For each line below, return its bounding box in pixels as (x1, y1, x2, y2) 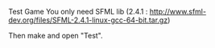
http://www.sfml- (149, 7, 207, 16)
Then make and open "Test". (8, 31, 103, 40)
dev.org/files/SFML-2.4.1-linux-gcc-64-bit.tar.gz (8, 15, 168, 25)
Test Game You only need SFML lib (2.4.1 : (8, 7, 148, 16)
